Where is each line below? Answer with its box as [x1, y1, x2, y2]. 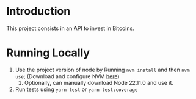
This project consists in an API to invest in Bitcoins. [6, 24, 134, 32]
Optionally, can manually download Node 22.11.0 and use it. [24, 79, 174, 86]
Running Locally [6, 46, 90, 60]
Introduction [6, 4, 71, 18]
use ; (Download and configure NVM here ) [15, 72, 120, 80]
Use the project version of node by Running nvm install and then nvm [15, 66, 191, 73]
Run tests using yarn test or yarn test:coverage [15, 86, 138, 93]
